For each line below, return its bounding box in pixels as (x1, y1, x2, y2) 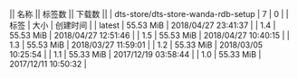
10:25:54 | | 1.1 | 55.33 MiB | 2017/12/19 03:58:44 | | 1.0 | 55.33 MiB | (9, 49, 262, 59)
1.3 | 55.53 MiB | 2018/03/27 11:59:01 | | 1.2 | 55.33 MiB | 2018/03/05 (9, 39, 264, 50)
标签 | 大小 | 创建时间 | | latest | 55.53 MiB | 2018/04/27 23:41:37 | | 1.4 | (9, 20, 276, 30)
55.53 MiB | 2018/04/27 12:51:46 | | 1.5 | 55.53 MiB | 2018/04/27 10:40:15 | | (9, 30, 290, 40)
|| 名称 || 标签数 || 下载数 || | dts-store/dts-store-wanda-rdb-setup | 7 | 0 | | (9, 9, 289, 19)
